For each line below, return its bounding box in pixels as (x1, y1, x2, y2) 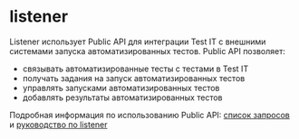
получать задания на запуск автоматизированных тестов (22, 72, 246, 83)
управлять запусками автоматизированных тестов (22, 82, 220, 93)
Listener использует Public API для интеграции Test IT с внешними (9, 36, 266, 47)
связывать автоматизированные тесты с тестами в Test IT (22, 63, 249, 74)
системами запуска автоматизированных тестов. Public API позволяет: (9, 45, 285, 56)
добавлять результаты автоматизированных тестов (22, 92, 223, 103)
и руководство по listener (9, 119, 108, 130)
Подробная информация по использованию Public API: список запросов (9, 109, 290, 120)
